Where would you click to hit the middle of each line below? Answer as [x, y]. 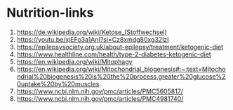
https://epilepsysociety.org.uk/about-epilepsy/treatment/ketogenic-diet [120, 47]
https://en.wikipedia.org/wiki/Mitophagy [74, 61]
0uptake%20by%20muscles [58, 84]
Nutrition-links [50, 13]
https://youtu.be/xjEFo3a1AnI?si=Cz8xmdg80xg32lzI [93, 39]
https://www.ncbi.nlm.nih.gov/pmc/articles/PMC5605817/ [100, 91]
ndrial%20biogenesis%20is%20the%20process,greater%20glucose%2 [121, 76]
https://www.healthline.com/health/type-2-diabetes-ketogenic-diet [114, 54]
